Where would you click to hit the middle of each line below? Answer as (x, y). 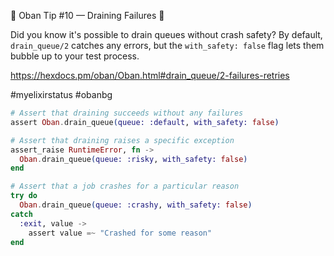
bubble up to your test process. (75, 56)
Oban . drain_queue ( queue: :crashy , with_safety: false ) (136, 205)
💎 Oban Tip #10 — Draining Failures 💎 (87, 15)
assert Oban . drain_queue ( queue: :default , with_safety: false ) (145, 122)
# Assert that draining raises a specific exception (122, 140)
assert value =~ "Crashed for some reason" (120, 233)
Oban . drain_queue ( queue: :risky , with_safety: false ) (133, 159)
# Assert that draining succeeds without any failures (127, 113)
